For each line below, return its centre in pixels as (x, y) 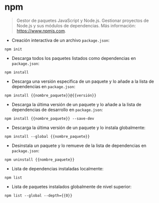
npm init (13, 49)
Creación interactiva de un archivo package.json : (60, 40)
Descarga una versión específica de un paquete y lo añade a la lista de (83, 81)
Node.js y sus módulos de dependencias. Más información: (76, 25)
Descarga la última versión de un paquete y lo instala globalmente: (79, 128)
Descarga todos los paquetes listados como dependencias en (74, 58)
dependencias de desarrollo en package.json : (57, 110)
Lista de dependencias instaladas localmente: (58, 168)
